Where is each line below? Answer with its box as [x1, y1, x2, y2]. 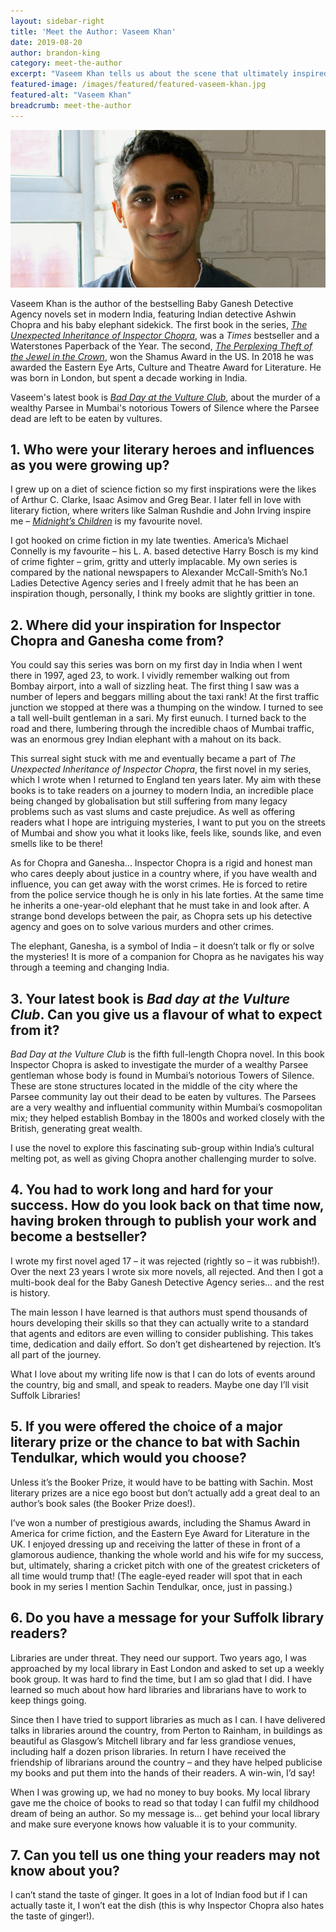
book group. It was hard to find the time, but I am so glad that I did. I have [10, 1673, 313, 1685]
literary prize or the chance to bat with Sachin [10, 1434, 301, 1451]
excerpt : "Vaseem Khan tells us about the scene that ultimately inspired [10, 69, 329, 79]
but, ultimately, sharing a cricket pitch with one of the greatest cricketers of [10, 1559, 321, 1571]
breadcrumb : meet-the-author [10, 100, 132, 110]
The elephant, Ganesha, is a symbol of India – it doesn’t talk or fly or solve [10, 940, 315, 952]
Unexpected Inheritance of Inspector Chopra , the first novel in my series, [10, 763, 312, 775]
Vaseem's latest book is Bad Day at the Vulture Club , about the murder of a [10, 391, 321, 403]
